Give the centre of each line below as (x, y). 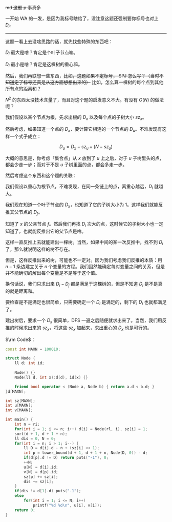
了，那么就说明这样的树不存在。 (39, 249)
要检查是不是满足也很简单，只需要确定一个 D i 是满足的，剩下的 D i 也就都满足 (86, 303)
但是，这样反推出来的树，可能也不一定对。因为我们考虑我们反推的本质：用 (84, 260)
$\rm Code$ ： (20, 339)
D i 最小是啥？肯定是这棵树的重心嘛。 (44, 65)
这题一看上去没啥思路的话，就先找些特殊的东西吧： (59, 41)
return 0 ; (25, 510)
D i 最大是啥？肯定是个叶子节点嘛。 (42, 53)
